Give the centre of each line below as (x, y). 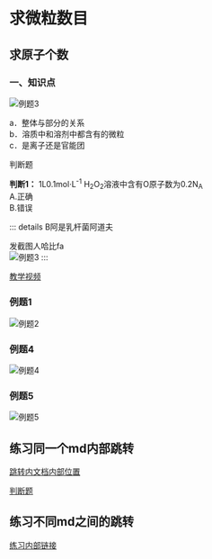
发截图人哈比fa (37, 246)
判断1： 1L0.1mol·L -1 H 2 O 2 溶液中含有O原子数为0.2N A (106, 184)
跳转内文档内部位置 (45, 472)
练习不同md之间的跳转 (72, 522)
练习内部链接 (33, 545)
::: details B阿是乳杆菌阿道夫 (62, 227)
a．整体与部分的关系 (47, 122)
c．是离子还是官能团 (47, 145)
